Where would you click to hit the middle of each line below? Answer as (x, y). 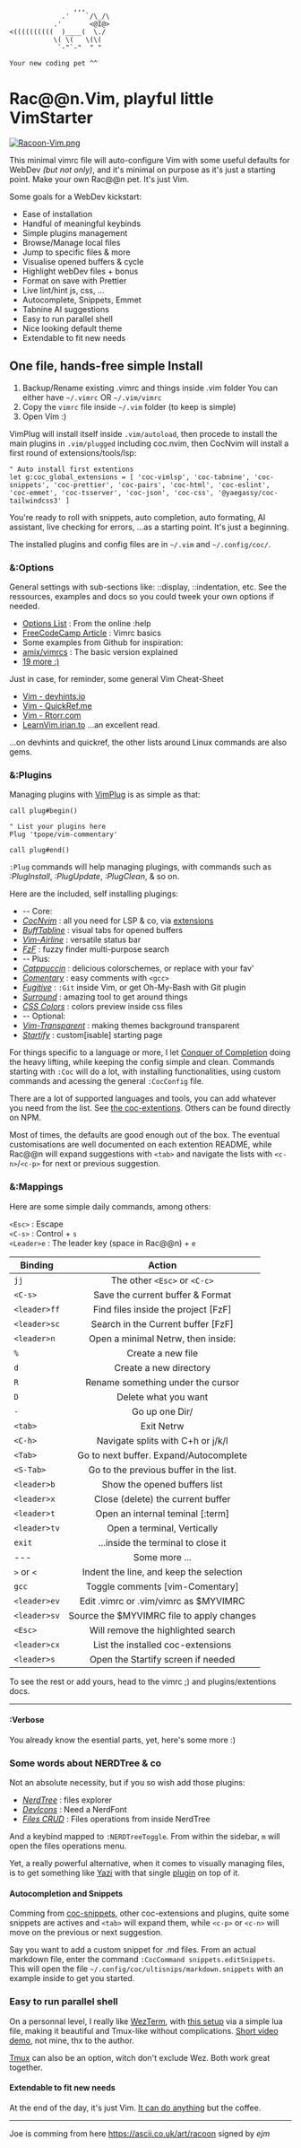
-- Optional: (43, 1016)
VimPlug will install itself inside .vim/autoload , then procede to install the (143, 433)
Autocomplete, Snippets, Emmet (82, 300)
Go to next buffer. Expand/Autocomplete (163, 1455)
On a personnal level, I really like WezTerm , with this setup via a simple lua (146, 2021)
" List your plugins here (57, 827)
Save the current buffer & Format (162, 1295)
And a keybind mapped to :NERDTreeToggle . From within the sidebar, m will (145, 1837)
